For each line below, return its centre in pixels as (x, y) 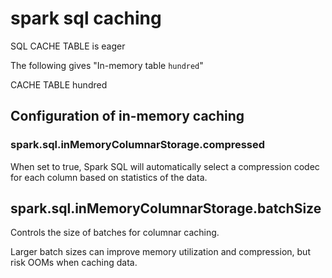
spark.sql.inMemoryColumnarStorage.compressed (138, 145)
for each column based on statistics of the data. (109, 177)
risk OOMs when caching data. (74, 263)
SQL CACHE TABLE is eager (68, 46)
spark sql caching (86, 18)
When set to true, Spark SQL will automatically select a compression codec (165, 166)
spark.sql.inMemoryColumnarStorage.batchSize (166, 208)
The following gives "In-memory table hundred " (107, 65)
